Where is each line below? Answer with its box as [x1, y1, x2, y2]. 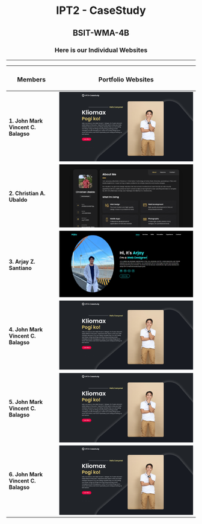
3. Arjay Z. [8, 258, 35, 265]
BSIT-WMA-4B [72, 28, 130, 38]
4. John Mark [8, 325, 43, 333]
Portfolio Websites [98, 75, 155, 84]
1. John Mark [8, 117, 43, 124]
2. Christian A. [8, 190, 46, 197]
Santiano [8, 264, 32, 272]
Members [17, 75, 46, 84]
